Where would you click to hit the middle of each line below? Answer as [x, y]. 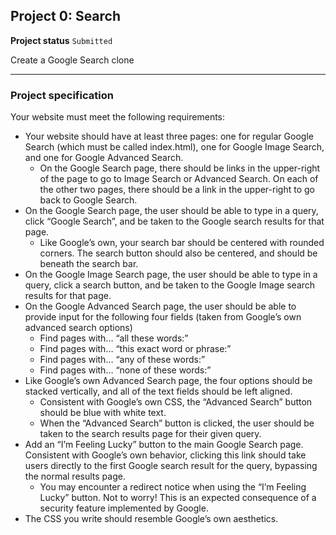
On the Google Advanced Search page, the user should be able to [160, 306]
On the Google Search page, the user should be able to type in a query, [171, 211]
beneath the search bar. [89, 264]
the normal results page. [75, 476]
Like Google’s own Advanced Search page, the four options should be [168, 381]
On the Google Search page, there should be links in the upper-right [180, 168]
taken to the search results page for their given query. [150, 434]
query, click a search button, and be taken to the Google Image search [170, 285]
